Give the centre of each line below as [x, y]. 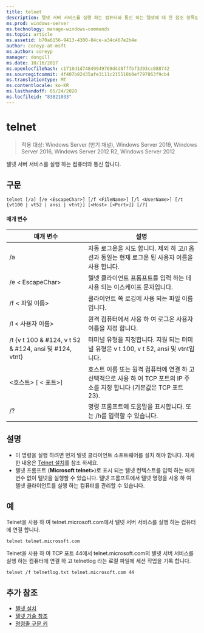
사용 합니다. [104, 267]
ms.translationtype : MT [36, 80]
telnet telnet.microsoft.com [43, 541]
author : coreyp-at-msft [36, 46]
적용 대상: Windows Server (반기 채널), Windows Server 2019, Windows [109, 144]
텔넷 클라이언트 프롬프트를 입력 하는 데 [140, 278]
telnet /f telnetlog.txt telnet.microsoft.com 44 [70, 573]
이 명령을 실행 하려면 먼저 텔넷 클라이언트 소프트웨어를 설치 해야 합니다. [99, 455]
